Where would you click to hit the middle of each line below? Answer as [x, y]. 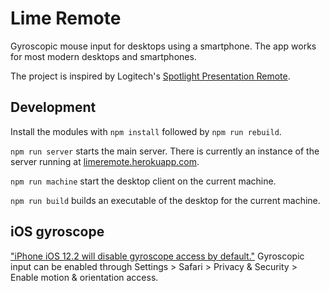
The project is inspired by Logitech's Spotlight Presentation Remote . [150, 76]
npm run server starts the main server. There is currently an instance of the [165, 151]
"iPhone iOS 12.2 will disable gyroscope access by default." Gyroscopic [157, 256]
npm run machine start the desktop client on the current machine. [143, 181]
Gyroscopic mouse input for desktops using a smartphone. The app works [163, 46]
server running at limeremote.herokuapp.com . [105, 161]
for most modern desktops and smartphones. [103, 56]
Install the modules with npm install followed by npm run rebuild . [146, 131]
